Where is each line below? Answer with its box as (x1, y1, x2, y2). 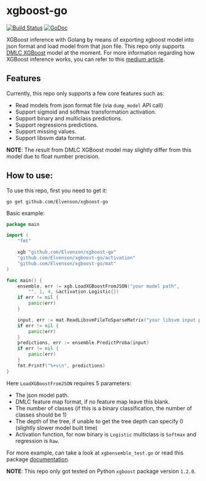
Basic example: (6, 209, 45, 217)
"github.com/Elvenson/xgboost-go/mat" (17, 260, 116, 267)
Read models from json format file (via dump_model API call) (15, 101, 164, 109)
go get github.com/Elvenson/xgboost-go (6, 198, 109, 205)
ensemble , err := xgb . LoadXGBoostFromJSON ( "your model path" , (17, 283, 180, 289)
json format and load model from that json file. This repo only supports (6, 42, 185, 50)
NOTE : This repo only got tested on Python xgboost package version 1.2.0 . (6, 467, 196, 475)
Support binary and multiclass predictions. (15, 114, 123, 122)
